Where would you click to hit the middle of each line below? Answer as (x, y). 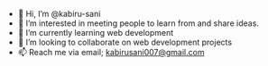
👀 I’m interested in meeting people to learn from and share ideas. (139, 23)
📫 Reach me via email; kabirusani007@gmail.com (111, 52)
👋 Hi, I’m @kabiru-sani (59, 14)
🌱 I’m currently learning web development (96, 33)
